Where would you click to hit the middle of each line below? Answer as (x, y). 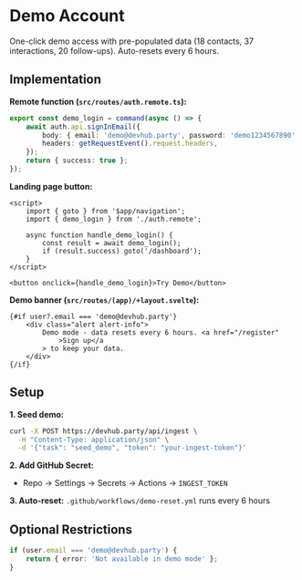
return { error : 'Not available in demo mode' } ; (122, 559)
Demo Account (67, 16)
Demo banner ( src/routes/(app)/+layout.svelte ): (104, 300)
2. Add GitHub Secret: (52, 465)
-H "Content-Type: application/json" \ (94, 440)
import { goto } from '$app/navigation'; (105, 211)
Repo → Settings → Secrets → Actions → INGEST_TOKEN (125, 483)
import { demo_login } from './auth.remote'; (114, 219)
